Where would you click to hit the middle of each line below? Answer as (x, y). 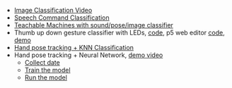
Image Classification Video (53, 10)
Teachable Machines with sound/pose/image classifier (93, 25)
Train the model (47, 70)
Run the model (46, 77)
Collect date (42, 62)
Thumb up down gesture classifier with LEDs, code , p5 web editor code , (119, 32)
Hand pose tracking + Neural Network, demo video (88, 55)
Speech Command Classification (62, 18)
